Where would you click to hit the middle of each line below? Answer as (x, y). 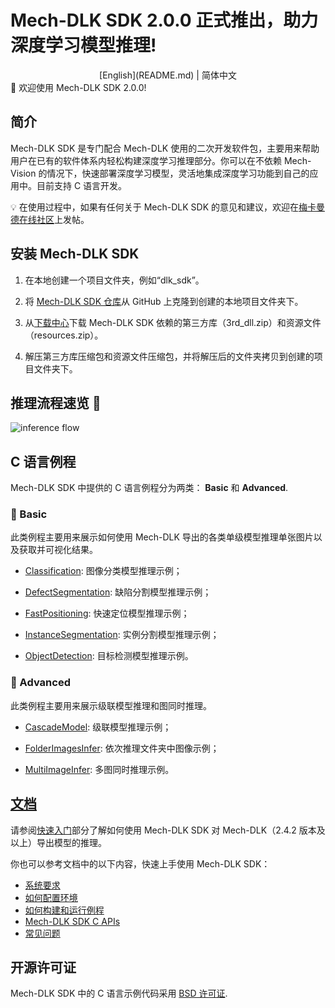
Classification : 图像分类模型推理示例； (103, 571)
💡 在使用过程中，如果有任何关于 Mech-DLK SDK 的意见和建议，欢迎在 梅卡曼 (167, 207)
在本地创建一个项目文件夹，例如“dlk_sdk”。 (114, 280)
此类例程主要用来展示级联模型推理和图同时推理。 (111, 705)
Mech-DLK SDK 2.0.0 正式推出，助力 (164, 20)
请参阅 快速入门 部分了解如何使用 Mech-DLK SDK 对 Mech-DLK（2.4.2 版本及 (168, 830)
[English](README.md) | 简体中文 (168, 75)
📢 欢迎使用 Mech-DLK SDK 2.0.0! (78, 87)
